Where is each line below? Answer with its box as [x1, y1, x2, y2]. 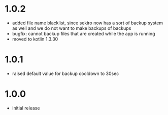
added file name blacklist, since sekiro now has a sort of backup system [12, 20, 163, 26]
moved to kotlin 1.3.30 [12, 36, 58, 42]
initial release [12, 105, 40, 111]
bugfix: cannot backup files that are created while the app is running [12, 30, 155, 36]
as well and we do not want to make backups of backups [12, 25, 131, 31]
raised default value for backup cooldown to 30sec [12, 70, 119, 76]
